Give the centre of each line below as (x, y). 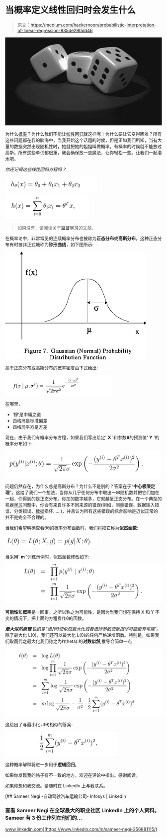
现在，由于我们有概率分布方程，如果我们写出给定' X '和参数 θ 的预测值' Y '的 (82, 437)
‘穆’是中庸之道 (27, 415)
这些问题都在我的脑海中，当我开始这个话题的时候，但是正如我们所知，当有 (81, 140)
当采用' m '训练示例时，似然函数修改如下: (47, 557)
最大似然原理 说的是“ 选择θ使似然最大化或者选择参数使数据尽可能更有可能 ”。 (83, 629)
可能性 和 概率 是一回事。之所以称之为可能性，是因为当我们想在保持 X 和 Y (80, 612)
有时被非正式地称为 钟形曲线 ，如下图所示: (51, 245)
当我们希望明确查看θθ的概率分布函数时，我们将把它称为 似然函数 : (72, 528)
